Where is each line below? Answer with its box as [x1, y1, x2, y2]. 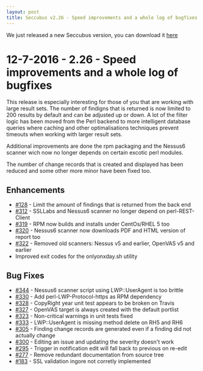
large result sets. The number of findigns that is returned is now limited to [6, 105, 191, 113]
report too [15, 234, 41, 241]
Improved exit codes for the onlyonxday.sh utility [15, 253, 138, 260]
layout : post [6, 9, 40, 15]
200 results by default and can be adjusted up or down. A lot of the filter [6, 111, 188, 119]
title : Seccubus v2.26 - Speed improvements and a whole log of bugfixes [6, 15, 198, 21]
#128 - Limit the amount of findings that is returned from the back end [15, 201, 191, 209]
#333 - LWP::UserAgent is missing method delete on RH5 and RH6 [15, 319, 183, 326]
